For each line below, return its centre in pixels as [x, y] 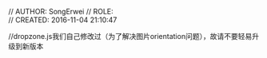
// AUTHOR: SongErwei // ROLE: [61, 12]
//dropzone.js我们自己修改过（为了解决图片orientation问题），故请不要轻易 [130, 36]
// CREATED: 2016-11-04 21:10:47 [63, 20]
